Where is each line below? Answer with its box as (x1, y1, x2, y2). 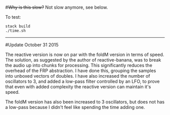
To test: (5, 14, 21, 20)
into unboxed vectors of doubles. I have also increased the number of (5, 73, 150, 79)
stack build (5, 24, 30, 29)
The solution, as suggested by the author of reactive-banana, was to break (5, 57, 161, 63)
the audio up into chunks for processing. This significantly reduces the (5, 63, 153, 68)
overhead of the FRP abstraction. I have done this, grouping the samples (5, 68, 156, 74)
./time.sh (5, 28, 26, 33)
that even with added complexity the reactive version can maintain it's (5, 84, 151, 90)
